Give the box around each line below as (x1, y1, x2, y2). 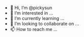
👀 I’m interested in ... (10, 10, 53, 16)
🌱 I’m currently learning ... (10, 15, 65, 21)
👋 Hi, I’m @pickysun (10, 5, 52, 10)
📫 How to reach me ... (10, 26, 58, 32)
